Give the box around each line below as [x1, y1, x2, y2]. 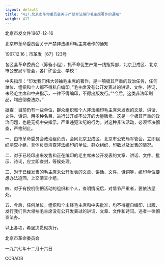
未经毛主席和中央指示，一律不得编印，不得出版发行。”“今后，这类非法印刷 [5, 90, 153, 96]
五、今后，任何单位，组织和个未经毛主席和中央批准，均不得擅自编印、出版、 [5, 202, 160, 208]
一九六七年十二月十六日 [5, 246, 53, 252]
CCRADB [5, 256, 24, 262]
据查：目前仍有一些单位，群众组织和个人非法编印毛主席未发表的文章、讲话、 [5, 107, 160, 113]
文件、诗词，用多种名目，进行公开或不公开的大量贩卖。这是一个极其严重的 [5, 113, 156, 119]
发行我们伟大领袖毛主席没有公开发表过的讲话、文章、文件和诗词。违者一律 [5, 208, 156, 214]
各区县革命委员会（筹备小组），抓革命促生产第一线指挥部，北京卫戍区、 [5, 62, 149, 68]
